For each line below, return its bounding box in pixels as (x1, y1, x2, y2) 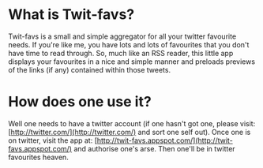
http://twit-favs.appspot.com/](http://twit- (96, 136, 233, 145)
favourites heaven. (8, 152, 69, 162)
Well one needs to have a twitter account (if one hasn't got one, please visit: (8, 118, 256, 128)
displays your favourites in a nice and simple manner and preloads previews (8, 57, 255, 66)
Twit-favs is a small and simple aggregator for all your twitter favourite (8, 32, 237, 41)
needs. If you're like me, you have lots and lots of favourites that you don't (8, 39, 250, 49)
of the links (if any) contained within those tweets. (8, 65, 171, 74)
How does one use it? (8, 93, 152, 111)
